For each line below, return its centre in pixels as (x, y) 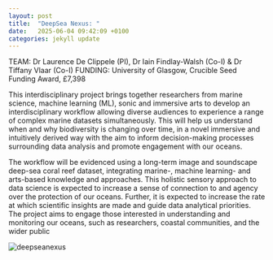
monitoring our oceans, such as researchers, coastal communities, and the (134, 223)
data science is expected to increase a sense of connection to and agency (133, 188)
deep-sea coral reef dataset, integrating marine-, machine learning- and (130, 171)
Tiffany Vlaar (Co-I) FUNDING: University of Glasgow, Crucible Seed (123, 71)
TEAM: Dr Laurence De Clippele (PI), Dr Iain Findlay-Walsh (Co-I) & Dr (125, 62)
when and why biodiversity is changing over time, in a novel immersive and (134, 129)
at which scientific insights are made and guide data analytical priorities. (130, 206)
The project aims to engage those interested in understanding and (119, 214)
